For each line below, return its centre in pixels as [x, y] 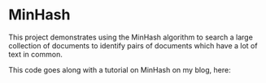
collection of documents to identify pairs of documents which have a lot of [133, 45]
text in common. [35, 54]
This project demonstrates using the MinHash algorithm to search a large [131, 37]
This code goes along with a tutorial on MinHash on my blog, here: [120, 69]
